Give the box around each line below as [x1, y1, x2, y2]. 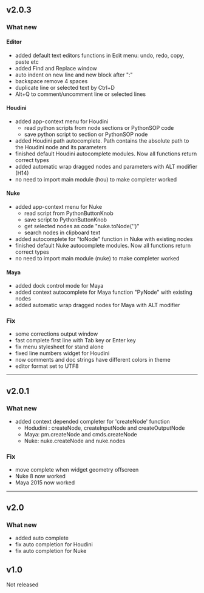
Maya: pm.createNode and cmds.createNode [24, 431, 138, 438]
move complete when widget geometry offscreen [15, 466, 139, 473]
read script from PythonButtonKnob [24, 209, 114, 217]
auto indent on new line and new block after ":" [15, 71, 133, 78]
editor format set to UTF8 [15, 362, 79, 370]
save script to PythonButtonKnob [24, 215, 107, 223]
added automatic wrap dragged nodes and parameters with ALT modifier [15, 163, 198, 170]
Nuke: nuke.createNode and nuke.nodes [24, 437, 126, 445]
